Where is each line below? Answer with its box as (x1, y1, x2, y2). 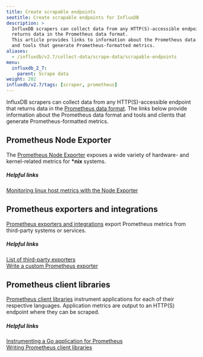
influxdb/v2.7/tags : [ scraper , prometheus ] (6, 82, 118, 88)
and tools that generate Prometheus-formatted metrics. (11, 43, 155, 49)
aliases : (6, 48, 28, 54)
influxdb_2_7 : (11, 65, 47, 71)
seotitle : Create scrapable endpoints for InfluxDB (6, 14, 139, 21)
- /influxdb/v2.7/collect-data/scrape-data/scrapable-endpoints (11, 54, 177, 60)
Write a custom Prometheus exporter (6, 262, 98, 269)
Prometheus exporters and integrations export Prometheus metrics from (6, 220, 186, 227)
